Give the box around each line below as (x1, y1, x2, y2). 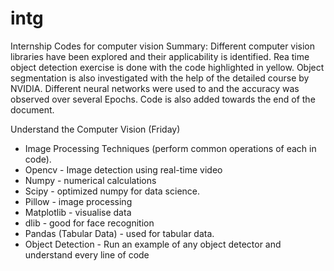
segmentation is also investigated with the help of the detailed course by (10, 72, 310, 84)
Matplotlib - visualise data (24, 206, 132, 218)
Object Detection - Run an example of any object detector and (24, 238, 282, 250)
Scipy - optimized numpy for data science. (24, 185, 201, 197)
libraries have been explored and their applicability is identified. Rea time (10, 50, 310, 62)
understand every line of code (24, 248, 150, 261)
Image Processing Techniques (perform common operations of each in (24, 142, 317, 154)
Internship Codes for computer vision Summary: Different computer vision (10, 40, 316, 52)
